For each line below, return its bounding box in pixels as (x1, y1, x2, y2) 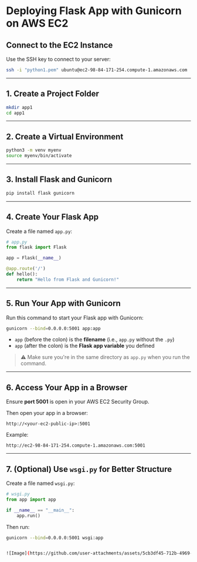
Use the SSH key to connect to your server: (6, 56, 111, 62)
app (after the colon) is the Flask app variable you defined (14, 342, 155, 350)
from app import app (6, 496, 57, 503)
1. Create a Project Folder (6, 89, 100, 99)
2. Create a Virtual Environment (6, 131, 124, 142)
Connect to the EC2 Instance (6, 40, 113, 50)
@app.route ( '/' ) (6, 266, 46, 272)
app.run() (16, 513, 41, 518)
